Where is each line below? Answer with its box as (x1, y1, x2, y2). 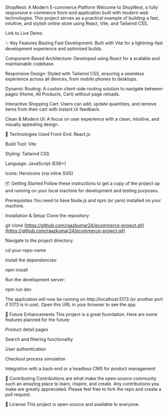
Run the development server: (5, 277, 65, 282)
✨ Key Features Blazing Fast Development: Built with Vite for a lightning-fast (5, 40, 163, 46)
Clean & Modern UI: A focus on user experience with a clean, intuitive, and (5, 116, 159, 122)
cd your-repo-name (5, 247, 46, 253)
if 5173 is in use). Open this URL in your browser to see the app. (5, 301, 137, 307)
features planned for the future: (5, 317, 70, 323)
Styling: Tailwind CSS (5, 151, 49, 157)
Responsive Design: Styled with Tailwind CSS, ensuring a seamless (5, 71, 144, 76)
